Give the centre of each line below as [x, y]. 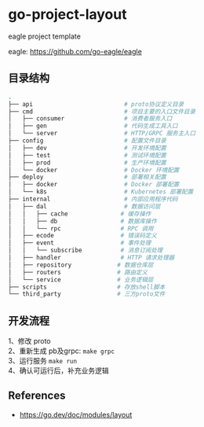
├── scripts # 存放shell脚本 [87, 287]
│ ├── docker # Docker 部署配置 [94, 185]
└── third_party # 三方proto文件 [87, 294]
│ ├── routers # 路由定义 [78, 272]
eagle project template [44, 36]
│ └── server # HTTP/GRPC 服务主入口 [102, 134]
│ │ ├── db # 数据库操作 [82, 221]
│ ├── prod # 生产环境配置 [87, 163]
